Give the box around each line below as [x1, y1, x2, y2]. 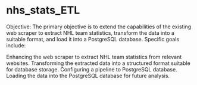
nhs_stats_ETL [6, 4, 80, 17]
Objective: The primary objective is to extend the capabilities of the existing [6, 23, 192, 30]
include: [6, 42, 26, 49]
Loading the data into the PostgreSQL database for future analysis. [6, 72, 170, 79]
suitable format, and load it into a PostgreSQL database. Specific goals [6, 35, 180, 42]
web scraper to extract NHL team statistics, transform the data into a [6, 29, 174, 36]
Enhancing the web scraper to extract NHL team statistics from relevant [6, 53, 182, 60]
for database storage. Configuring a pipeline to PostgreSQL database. [6, 66, 177, 73]
